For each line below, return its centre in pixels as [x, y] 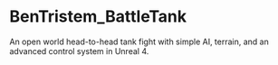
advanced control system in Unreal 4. [79, 51]
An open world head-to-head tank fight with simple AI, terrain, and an [139, 42]
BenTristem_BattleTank [98, 17]
